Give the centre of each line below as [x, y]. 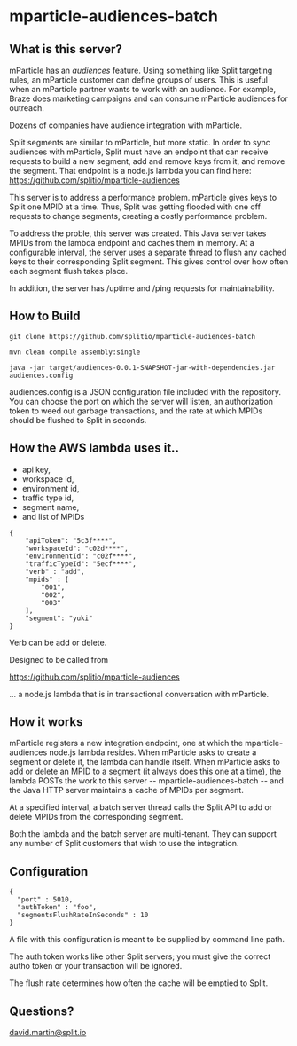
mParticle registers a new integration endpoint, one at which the [126, 743]
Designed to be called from [59, 659]
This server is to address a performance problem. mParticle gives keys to [143, 197]
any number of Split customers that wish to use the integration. [124, 844]
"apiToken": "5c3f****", [71, 540]
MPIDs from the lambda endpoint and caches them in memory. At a [132, 243]
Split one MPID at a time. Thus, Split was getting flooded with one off [135, 207]
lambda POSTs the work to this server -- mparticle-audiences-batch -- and [146, 781]
